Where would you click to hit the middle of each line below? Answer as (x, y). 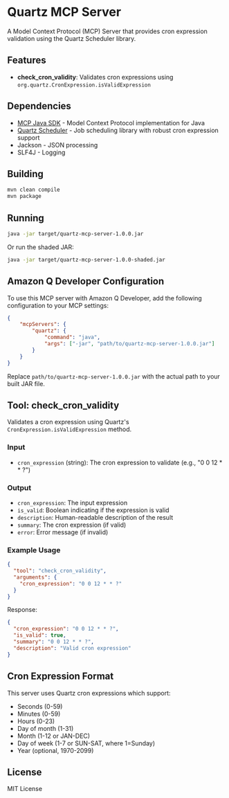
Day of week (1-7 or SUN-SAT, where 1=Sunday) (86, 743)
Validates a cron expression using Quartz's (68, 422)
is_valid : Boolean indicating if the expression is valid (93, 510)
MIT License (25, 789)
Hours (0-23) (36, 721)
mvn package (24, 197)
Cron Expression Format (61, 677)
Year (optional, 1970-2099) (55, 750)
